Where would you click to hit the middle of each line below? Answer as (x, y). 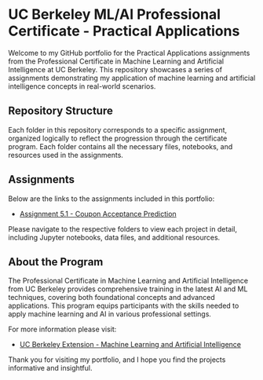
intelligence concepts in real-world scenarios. (82, 86)
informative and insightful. (50, 368)
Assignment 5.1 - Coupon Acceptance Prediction (98, 214)
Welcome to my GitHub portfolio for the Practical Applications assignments (129, 53)
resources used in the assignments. (66, 155)
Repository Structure (61, 111)
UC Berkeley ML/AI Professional (115, 15)
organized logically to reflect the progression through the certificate (118, 138)
